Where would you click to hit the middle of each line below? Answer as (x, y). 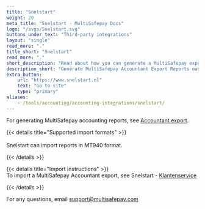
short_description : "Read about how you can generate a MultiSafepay (97, 63)
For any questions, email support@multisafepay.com (72, 199)
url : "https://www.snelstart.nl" (60, 80)
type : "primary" (38, 92)
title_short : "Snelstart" (39, 52)
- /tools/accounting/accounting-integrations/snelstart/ (91, 103)
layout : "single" (28, 40)
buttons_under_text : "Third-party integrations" (69, 35)
